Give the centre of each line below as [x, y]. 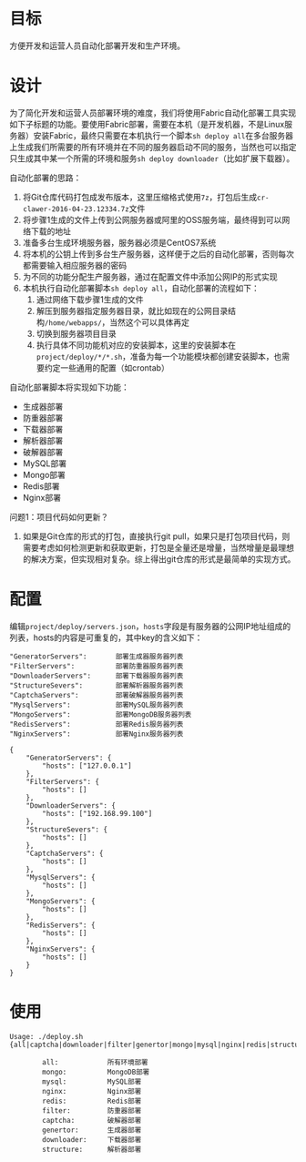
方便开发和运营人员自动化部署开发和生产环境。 [97, 46]
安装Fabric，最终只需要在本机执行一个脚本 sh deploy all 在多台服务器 [163, 135]
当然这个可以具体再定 [149, 322]
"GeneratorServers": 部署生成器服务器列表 [97, 657]
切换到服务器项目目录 [76, 333]
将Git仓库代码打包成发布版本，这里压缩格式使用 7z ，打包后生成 [140, 197]
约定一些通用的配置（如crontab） [107, 367]
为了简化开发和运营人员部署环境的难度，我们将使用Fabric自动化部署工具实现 [153, 112]
